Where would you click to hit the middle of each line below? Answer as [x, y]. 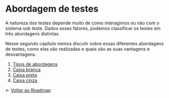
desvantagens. [21, 54]
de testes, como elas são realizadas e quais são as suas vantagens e [78, 49]
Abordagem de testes [52, 9]
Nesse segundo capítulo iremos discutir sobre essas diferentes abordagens [84, 43]
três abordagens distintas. [33, 34]
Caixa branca [26, 70]
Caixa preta [25, 75]
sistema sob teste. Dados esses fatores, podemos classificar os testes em [83, 28]
